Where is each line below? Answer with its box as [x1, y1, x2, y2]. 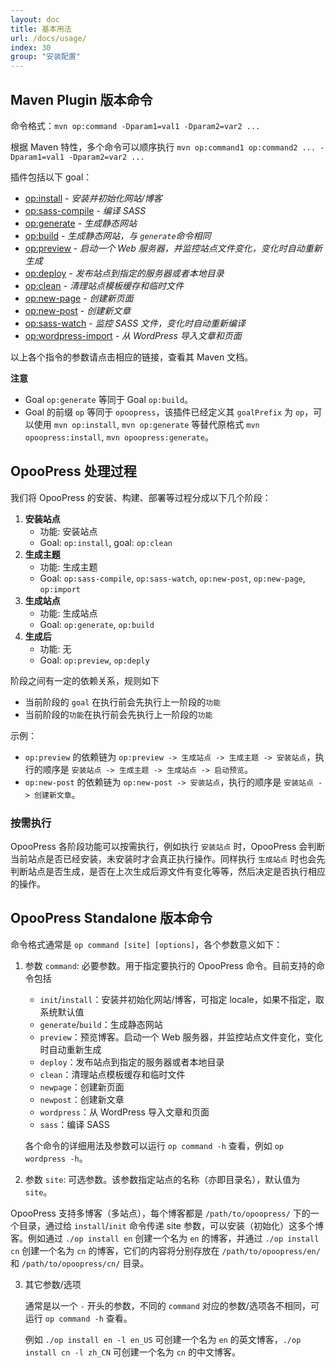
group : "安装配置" [10, 52, 82, 62]
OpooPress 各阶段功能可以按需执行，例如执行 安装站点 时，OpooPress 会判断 [10, 841, 326, 853]
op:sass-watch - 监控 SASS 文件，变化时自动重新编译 [24, 317, 247, 329]
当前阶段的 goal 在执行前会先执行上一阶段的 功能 [24, 696, 222, 708]
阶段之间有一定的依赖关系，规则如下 [10, 674, 160, 686]
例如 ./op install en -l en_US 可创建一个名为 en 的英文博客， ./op [24, 1333, 302, 1345]
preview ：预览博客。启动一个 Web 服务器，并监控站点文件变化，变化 [39, 1031, 323, 1043]
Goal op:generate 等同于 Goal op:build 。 [24, 393, 194, 405]
